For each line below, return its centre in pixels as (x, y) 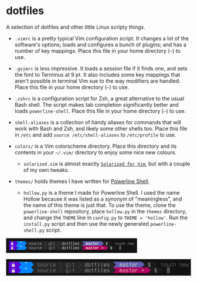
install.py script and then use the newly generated (86, 223)
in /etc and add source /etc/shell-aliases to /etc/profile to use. (95, 135)
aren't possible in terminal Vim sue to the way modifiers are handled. (97, 81)
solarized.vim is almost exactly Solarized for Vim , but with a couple (107, 164)
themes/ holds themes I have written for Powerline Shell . (82, 181)
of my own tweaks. (46, 170)
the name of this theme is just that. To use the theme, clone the (99, 205)
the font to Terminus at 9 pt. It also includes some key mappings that (97, 74)
